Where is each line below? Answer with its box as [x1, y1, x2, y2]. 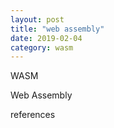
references [10, 109, 56, 121]
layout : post [10, 14, 65, 25]
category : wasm [10, 42, 74, 53]
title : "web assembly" [10, 24, 105, 34]
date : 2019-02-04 [10, 33, 83, 43]
